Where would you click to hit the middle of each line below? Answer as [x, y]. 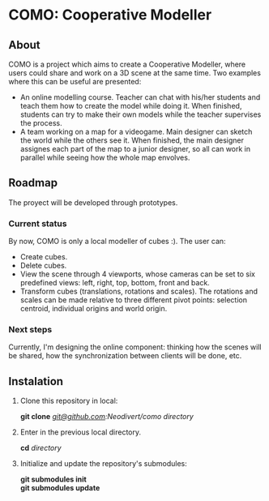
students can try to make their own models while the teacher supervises [141, 114]
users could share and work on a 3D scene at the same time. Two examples [135, 73]
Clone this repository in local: [69, 401]
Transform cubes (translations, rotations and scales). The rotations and [139, 291]
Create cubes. [44, 257]
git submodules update [60, 488]
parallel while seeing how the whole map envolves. [105, 157]
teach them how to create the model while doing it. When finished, [131, 106]
